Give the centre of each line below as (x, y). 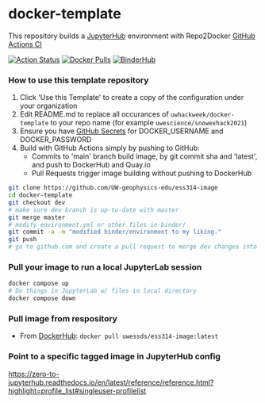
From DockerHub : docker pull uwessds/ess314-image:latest (119, 336)
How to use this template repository (79, 80)
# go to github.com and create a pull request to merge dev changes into (133, 247)
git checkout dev (37, 202)
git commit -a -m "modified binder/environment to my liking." (115, 232)
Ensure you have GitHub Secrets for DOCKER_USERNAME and (121, 131)
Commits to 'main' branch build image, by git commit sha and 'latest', (144, 156)
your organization (48, 106)
